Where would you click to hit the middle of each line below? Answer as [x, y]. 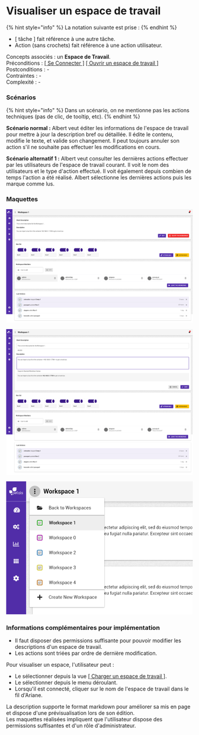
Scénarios [21, 97]
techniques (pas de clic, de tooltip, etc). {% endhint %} [73, 116]
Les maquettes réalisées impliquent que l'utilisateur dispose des [84, 720]
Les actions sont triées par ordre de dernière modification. [86, 653]
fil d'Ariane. [29, 695]
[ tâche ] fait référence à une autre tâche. [65, 39]
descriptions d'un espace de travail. [58, 647]
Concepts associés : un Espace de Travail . [58, 56]
